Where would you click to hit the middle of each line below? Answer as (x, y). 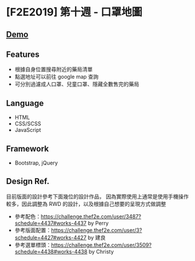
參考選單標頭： (33, 245)
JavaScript (28, 130)
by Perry (98, 223)
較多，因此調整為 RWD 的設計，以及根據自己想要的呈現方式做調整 (86, 204)
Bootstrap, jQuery (36, 163)
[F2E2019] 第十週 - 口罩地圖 (74, 12)
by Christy (101, 252)
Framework (27, 149)
